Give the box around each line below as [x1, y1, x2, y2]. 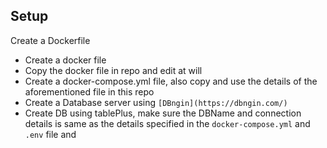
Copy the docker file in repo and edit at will [24, 64, 203, 76]
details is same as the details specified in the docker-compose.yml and [24, 117, 311, 129]
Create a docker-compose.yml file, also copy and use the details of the [24, 75, 318, 87]
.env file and [24, 128, 77, 140]
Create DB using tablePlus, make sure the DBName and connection [24, 107, 302, 119]
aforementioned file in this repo [24, 85, 155, 98]
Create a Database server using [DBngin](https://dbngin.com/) [24, 96, 288, 108]
